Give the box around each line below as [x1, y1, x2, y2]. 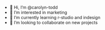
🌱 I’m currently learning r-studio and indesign [9, 15, 101, 20]
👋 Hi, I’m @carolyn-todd [9, 5, 58, 10]
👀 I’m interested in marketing [9, 10, 67, 15]
